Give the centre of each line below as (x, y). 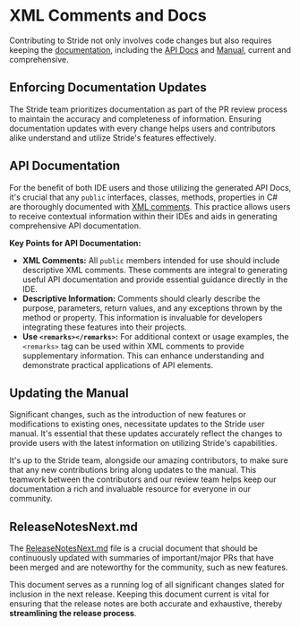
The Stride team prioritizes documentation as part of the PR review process (149, 109)
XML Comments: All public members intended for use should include (151, 260)
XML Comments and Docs (108, 16)
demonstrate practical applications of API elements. (117, 365)
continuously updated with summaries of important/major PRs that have (142, 558)
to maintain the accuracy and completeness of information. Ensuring (136, 118)
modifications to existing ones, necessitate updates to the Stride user (137, 424)
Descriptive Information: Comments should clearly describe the (141, 298)
